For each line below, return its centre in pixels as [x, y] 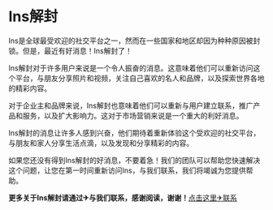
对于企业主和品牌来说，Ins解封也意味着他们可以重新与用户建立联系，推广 [131, 105]
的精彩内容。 [30, 88]
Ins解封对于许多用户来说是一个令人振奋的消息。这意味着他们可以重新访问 [131, 68]
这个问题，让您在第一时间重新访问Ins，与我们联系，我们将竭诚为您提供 [127, 170]
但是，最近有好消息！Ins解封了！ [77, 50]
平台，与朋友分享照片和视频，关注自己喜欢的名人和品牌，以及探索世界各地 [140, 78]
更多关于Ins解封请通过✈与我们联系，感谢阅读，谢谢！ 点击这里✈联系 [123, 197]
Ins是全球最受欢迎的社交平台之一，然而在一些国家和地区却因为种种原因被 [131, 41]
